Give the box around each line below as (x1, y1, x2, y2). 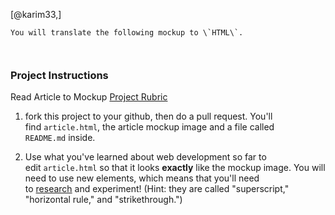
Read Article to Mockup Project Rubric (10, 91, 168, 103)
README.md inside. (24, 132, 96, 144)
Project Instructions (10, 68, 109, 82)
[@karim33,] (10, 9, 62, 20)
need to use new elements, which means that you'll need (24, 172, 260, 184)
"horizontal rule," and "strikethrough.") (24, 194, 183, 206)
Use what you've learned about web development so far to (24, 151, 267, 163)
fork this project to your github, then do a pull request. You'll (24, 110, 273, 123)
